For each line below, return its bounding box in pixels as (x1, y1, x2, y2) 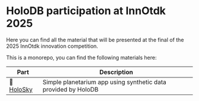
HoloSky (9, 85, 33, 93)
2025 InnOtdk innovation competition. (6, 43, 99, 50)
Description (99, 68, 133, 76)
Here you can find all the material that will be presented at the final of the (6, 36, 184, 43)
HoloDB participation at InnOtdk (6, 4, 166, 18)
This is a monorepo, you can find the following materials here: (6, 54, 157, 61)
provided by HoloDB (42, 85, 99, 93)
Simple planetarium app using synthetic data (42, 78, 167, 86)
